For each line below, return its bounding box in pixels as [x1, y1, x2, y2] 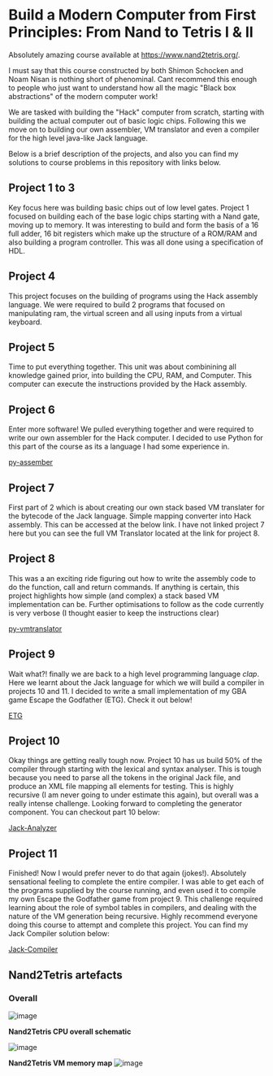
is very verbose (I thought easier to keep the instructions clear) [8, 608, 219, 618]
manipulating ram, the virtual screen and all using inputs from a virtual [8, 308, 242, 318]
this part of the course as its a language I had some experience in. [8, 441, 230, 452]
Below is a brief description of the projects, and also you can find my [8, 149, 239, 158]
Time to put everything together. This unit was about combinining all [8, 362, 237, 371]
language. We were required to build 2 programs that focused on [8, 299, 225, 310]
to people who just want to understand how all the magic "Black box [8, 83, 236, 93]
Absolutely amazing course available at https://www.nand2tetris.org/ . [8, 50, 240, 59]
